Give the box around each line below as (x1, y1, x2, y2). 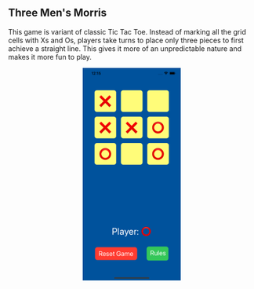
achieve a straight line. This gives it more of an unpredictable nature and (8, 43, 242, 53)
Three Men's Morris (8, 6, 107, 20)
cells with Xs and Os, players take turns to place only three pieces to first (8, 35, 245, 45)
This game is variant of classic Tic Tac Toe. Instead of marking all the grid (8, 27, 247, 36)
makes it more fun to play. (8, 52, 93, 61)
